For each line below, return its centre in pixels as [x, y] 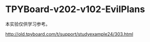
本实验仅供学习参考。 [28, 24]
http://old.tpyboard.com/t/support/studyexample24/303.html [69, 34]
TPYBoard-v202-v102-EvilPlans [75, 9]
